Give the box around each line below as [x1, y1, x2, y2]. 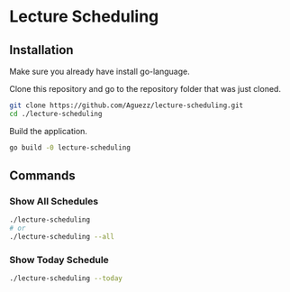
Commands [9, 169, 77, 184]
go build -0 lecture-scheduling [9, 142, 131, 152]
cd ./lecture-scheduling [9, 109, 103, 118]
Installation [9, 42, 74, 58]
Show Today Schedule [9, 253, 110, 266]
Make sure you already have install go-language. [9, 66, 191, 77]
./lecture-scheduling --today [9, 274, 123, 283]
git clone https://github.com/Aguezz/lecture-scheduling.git [9, 101, 244, 110]
